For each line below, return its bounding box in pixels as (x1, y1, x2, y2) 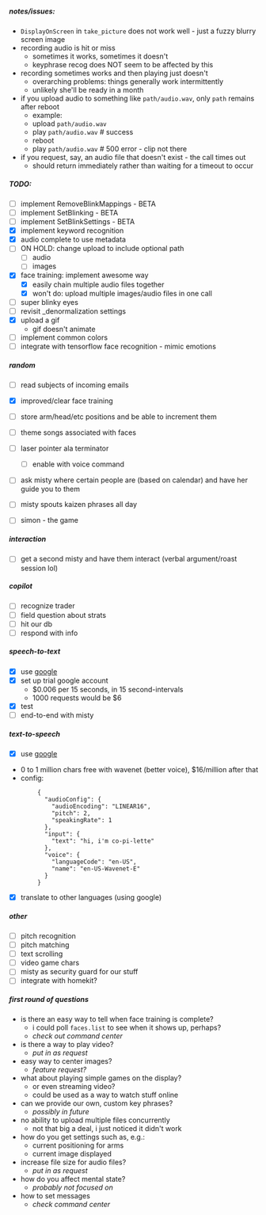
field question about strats (20, 610, 106, 619)
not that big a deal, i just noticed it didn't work (32, 1124, 182, 1133)
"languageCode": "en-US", (51, 858, 137, 866)
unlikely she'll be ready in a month (32, 85, 144, 94)
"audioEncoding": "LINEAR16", (51, 802, 151, 810)
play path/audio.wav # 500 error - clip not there (32, 143, 188, 154)
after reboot (20, 101, 60, 111)
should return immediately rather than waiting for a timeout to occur (32, 161, 254, 170)
